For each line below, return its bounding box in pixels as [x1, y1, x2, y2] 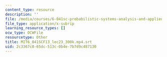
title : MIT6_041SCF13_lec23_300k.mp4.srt [5, 40, 92, 45]
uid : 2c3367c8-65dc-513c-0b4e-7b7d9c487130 [5, 44, 97, 49]
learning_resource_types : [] [5, 26, 66, 31]
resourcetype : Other [5, 35, 48, 40]
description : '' [5, 12, 39, 17]
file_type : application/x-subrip [5, 21, 75, 26]
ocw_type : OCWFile [5, 30, 43, 35]
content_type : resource [5, 7, 55, 12]
